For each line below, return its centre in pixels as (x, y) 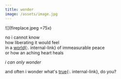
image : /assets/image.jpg (31, 14)
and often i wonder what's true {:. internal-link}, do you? (61, 71)
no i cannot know (22, 37)
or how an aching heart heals (34, 53)
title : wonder (20, 9)
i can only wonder (23, 62)
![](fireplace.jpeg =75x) (28, 28)
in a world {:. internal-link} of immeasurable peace (55, 47)
